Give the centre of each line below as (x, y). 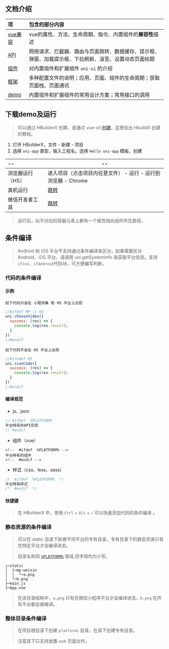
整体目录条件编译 (26, 618)
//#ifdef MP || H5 (24, 312)
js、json (21, 411)
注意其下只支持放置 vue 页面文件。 (53, 641)
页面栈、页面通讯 (49, 85)
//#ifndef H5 (19, 359)
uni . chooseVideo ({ (24, 316)
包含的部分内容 (47, 24)
